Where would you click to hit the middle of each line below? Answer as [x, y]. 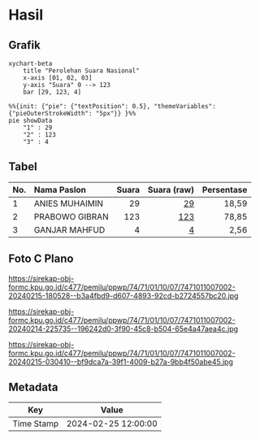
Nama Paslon [60, 190]
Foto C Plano [41, 259]
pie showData [30, 120]
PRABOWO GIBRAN [71, 216]
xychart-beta [30, 63]
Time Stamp [36, 424]
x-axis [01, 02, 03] [58, 78]
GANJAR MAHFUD [69, 229]
